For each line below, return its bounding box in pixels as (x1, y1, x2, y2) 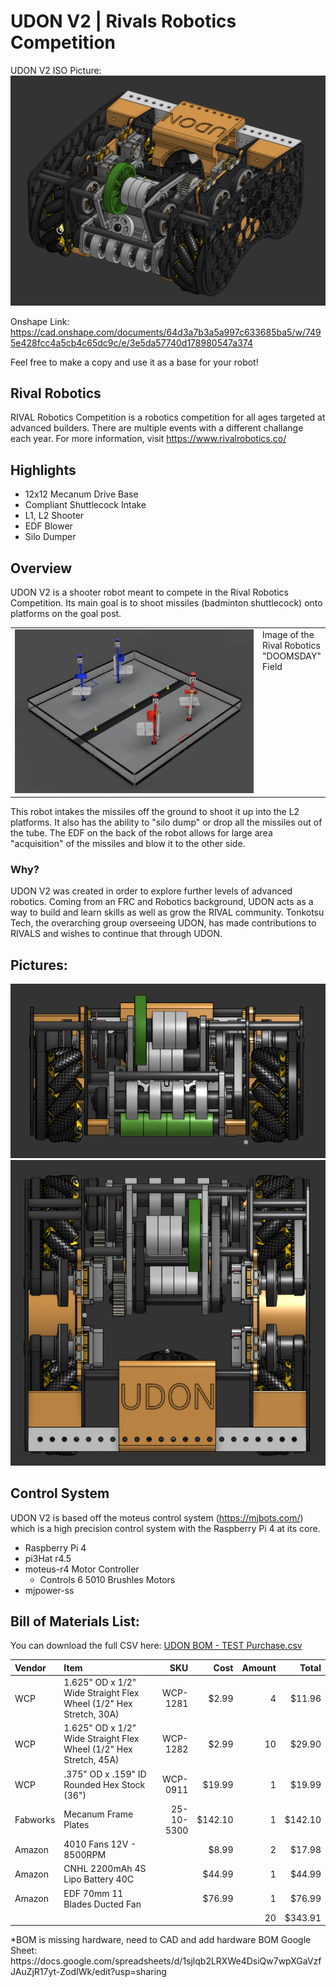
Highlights (10, 461, 77, 479)
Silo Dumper (24, 531, 77, 543)
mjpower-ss (24, 1584, 75, 1596)
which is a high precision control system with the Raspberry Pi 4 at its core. (10, 1522, 321, 1534)
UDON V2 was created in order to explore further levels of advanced (10, 885, 293, 897)
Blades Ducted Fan (63, 1898, 142, 1910)
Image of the (262, 628, 315, 640)
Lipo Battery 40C (63, 1873, 135, 1885)
